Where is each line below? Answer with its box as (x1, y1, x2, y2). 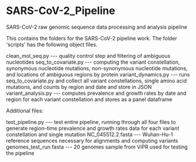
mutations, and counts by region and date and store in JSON (6, 83, 152, 90)
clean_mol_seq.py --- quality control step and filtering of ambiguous (6, 52, 171, 59)
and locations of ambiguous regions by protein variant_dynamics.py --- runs (6, 71, 190, 78)
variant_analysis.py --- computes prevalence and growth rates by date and (6, 89, 187, 96)
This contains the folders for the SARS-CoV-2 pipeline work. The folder (6, 35, 177, 42)
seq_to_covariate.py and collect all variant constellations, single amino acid (6, 77, 187, 84)
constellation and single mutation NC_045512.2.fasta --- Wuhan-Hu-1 (6, 130, 173, 138)
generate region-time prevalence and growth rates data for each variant (6, 125, 180, 132)
